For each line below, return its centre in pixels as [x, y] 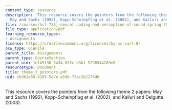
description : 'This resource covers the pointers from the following [81, 15]
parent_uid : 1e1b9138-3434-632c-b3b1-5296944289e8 [60, 63]
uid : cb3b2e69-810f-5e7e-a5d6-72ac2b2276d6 [52, 77]
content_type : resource [31, 10]
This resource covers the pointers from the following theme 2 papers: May [84, 91]
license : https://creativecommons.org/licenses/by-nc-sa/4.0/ [73, 44]
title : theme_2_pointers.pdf [36, 72]
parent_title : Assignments [34, 53]
